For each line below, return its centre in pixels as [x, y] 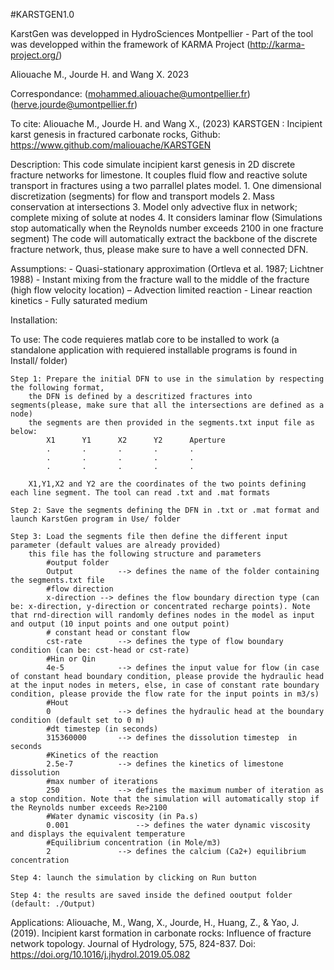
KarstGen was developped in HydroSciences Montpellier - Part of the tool [162, 33]
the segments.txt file [57, 580]
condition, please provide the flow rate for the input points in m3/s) [165, 694]
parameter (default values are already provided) [116, 545]
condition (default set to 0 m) [77, 720]
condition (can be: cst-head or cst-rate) [100, 650]
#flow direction [80, 589]
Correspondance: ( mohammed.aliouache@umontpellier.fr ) [130, 93]
